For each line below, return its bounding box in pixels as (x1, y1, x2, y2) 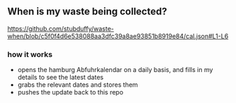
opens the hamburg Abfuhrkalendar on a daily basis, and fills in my (17, 66, 213, 74)
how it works (7, 49, 53, 59)
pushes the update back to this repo (17, 88, 124, 97)
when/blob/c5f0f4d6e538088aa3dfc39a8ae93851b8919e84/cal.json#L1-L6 (7, 32, 229, 40)
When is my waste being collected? (7, 6, 168, 18)
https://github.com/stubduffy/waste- (7, 24, 115, 32)
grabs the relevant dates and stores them (17, 80, 138, 89)
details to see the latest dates (17, 73, 104, 82)
